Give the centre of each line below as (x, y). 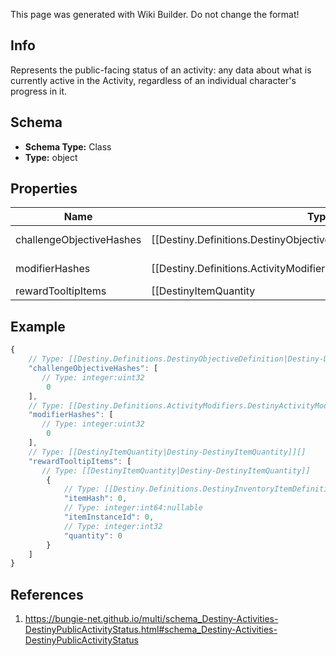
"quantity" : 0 (93, 535)
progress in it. (39, 91)
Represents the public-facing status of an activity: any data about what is (161, 70)
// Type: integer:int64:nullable (133, 508)
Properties (44, 189)
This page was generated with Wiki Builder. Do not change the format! (155, 14)
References (47, 594)
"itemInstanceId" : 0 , (109, 517)
